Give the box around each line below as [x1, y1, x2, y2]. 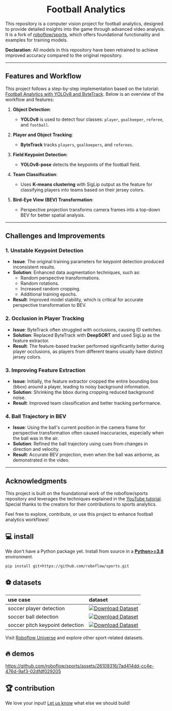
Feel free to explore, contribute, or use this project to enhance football [5, 511, 154, 517]
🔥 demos [5, 650, 34, 658]
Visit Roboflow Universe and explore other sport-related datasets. [5, 634, 144, 641]
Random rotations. [20, 280, 59, 286]
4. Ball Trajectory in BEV [5, 412, 67, 420]
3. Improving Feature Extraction [5, 366, 85, 373]
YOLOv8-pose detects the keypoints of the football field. [20, 161, 141, 168]
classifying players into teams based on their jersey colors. [20, 186, 145, 193]
